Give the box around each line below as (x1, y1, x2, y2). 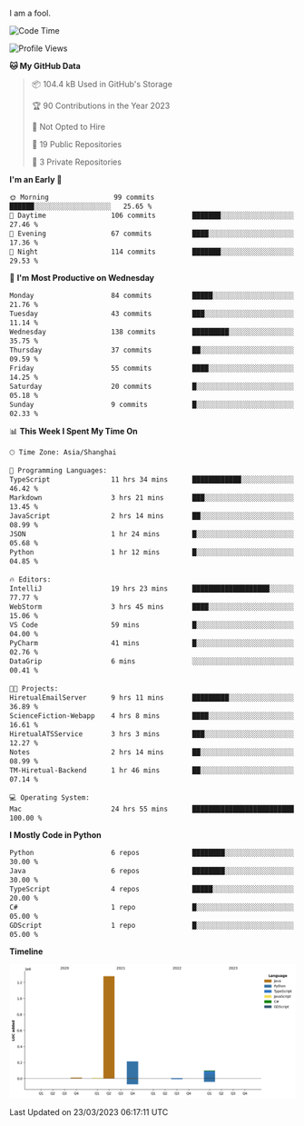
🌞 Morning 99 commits (9, 193, 155, 202)
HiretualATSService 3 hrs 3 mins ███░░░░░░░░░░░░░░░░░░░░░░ (9, 730, 295, 739)
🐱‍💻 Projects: (9, 684, 59, 693)
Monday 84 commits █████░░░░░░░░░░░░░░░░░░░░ (9, 291, 295, 300)
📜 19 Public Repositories (31, 139, 123, 149)
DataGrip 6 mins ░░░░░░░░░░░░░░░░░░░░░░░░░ (9, 657, 295, 666)
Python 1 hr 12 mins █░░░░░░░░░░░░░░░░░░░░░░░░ (9, 548, 295, 557)
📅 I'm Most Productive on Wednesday (9, 273, 154, 283)
